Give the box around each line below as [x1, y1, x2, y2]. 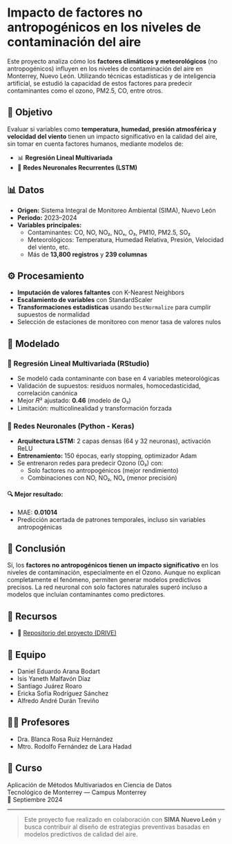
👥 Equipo [7, 648, 46, 661]
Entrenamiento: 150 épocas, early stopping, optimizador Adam [17, 451, 197, 460]
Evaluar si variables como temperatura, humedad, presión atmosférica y [7, 124, 217, 133]
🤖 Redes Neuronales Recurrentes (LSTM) [17, 163, 138, 171]
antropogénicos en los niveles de [7, 19, 202, 35]
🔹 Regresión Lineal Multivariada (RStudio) [7, 358, 150, 368]
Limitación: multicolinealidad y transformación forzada [17, 404, 173, 413]
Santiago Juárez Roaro [17, 682, 83, 690]
